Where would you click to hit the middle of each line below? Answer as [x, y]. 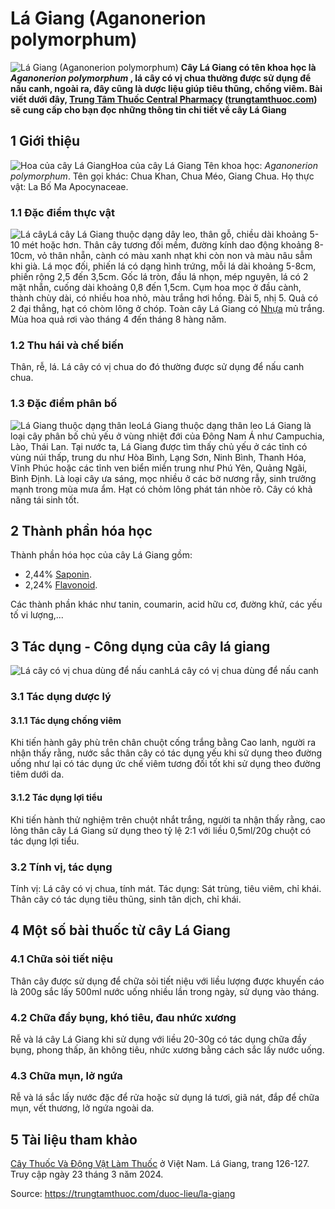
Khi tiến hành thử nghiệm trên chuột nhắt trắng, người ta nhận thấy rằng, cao [168, 819]
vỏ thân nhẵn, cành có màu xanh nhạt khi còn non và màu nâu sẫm [174, 256]
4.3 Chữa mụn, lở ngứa [66, 1075]
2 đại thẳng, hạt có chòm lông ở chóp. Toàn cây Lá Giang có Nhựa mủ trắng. [167, 309]
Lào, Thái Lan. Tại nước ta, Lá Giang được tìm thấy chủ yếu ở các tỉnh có [159, 446]
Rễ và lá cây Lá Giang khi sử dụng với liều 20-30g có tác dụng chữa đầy [158, 1039]
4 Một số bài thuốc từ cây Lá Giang [120, 930]
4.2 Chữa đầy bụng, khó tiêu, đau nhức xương [123, 1017]
